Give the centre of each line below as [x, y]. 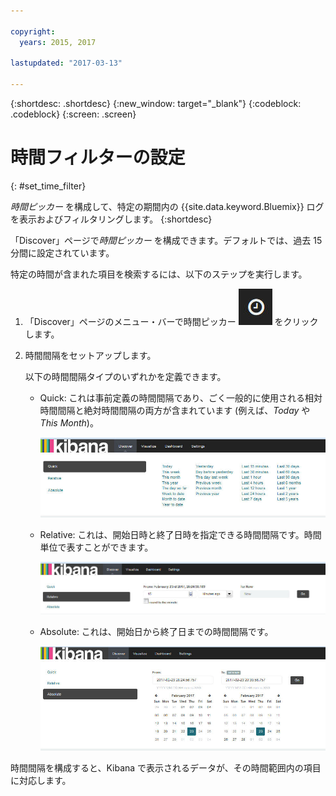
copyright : [33, 31]
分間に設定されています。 [62, 252]
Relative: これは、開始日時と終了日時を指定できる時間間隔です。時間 [180, 534]
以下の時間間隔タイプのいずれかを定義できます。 [125, 376]
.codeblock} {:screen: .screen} [73, 114]
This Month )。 [69, 422]
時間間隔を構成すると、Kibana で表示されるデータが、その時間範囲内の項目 [166, 767]
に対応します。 [41, 780]
